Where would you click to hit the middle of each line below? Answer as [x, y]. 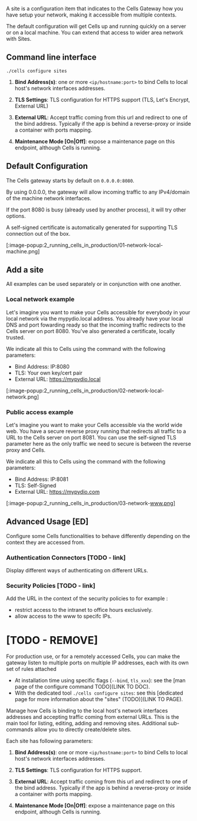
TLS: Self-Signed [35, 486]
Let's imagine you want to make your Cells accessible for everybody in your [98, 312]
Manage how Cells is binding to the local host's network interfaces [87, 711]
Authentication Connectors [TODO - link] [66, 558]
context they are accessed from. [46, 542]
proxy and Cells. [26, 450]
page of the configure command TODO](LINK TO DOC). [82, 687]
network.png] [23, 397]
